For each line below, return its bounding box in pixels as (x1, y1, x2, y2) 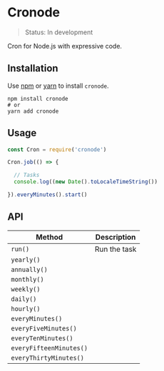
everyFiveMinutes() (11, 324, 77, 332)
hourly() (11, 305, 41, 312)
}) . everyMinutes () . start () (7, 191, 88, 198)
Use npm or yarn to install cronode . (7, 81, 109, 90)
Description (95, 232, 136, 242)
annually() (11, 265, 48, 273)
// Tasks (14, 172, 40, 179)
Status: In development (24, 28, 93, 36)
